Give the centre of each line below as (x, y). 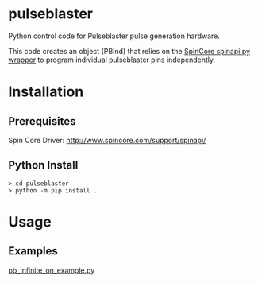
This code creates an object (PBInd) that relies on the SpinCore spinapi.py (129, 51)
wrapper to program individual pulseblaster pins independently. (112, 60)
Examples (33, 251)
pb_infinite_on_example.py (52, 270)
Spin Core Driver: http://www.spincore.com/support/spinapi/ (107, 140)
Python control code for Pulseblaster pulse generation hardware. (114, 36)
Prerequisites (42, 121)
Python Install (43, 165)
